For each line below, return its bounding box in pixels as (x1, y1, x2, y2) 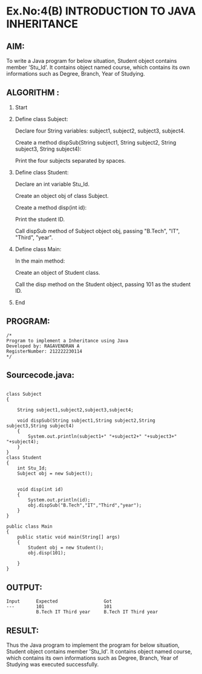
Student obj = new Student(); (28, 545, 104, 551)
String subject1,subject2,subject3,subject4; (17, 407, 134, 413)
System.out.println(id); (28, 497, 91, 503)
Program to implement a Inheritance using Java (6, 338, 129, 344)
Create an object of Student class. (15, 269, 100, 276)
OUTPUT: (6, 582, 42, 592)
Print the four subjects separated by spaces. (15, 157, 126, 164)
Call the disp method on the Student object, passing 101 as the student (15, 280, 191, 288)
